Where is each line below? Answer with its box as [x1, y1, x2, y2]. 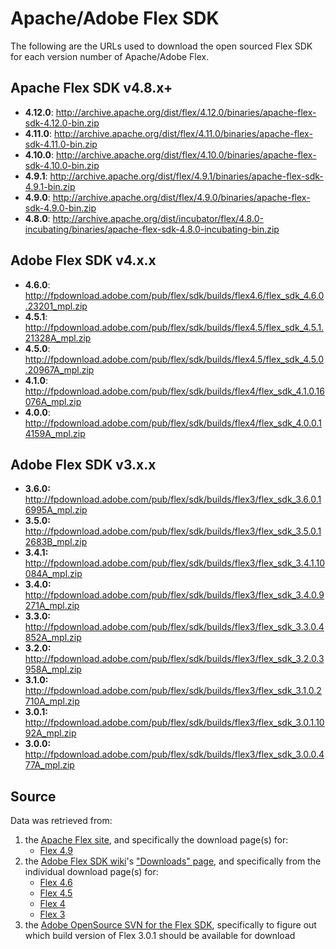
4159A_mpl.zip [24, 427, 86, 439]
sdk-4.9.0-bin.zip [24, 202, 97, 214]
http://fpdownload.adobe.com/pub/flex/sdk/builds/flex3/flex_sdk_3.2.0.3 [24, 653, 325, 665]
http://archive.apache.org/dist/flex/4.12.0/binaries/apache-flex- [55, 106, 317, 118]
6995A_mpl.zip [24, 504, 88, 516]
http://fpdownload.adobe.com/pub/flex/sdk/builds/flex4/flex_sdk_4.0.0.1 [24, 417, 322, 429]
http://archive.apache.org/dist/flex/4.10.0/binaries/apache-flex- [55, 148, 317, 161]
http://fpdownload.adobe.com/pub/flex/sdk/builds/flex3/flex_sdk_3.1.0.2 [24, 685, 322, 697]
